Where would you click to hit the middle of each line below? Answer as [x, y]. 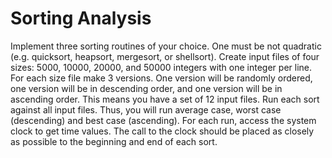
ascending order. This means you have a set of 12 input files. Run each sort [165, 99]
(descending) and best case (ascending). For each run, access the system [163, 120]
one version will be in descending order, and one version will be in [146, 88]
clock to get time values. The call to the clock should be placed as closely [162, 131]
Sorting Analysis [81, 18]
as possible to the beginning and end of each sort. [114, 141]
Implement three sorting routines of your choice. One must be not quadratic [166, 46]
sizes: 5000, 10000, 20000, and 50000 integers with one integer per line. [161, 67]
